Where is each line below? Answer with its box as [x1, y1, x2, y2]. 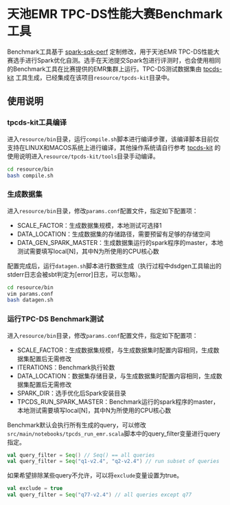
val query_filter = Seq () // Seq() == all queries [7, 451, 155, 458]
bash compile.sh [7, 172, 54, 179]
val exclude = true [7, 485, 63, 492]
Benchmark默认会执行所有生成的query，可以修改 [7, 420, 146, 429]
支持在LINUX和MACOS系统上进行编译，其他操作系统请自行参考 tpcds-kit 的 [7, 143, 221, 151]
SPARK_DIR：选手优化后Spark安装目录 [16, 389, 127, 397]
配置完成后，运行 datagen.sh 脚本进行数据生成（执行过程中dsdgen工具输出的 [7, 261, 222, 270]
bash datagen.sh [7, 297, 54, 303]
